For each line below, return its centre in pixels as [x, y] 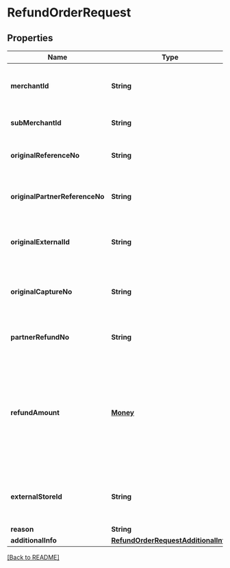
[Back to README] [33, 557]
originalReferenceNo [45, 155]
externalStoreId [37, 497]
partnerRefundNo [40, 337]
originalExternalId [40, 242]
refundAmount [35, 413]
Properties [30, 38]
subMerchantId [36, 123]
